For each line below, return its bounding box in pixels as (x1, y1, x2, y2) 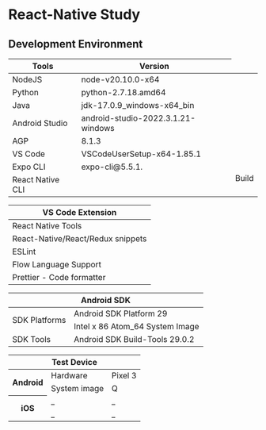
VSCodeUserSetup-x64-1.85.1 (81, 148, 202, 159)
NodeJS (12, 74, 43, 85)
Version (139, 61, 170, 71)
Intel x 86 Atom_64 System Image (74, 321, 199, 332)
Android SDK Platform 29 (74, 308, 168, 319)
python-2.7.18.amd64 (81, 87, 166, 98)
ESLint (12, 246, 36, 257)
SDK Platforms (12, 315, 66, 325)
